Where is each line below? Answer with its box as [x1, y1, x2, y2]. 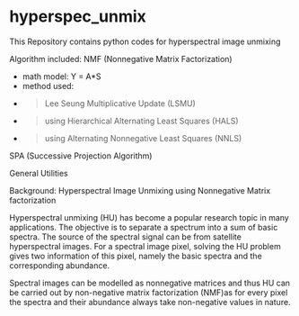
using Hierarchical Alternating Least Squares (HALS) [44, 115, 240, 126]
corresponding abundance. [9, 259, 110, 271]
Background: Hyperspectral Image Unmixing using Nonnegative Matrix [9, 185, 271, 195]
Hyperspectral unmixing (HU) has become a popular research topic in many [9, 212, 289, 222]
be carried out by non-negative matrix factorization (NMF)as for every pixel [9, 286, 288, 298]
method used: [22, 80, 75, 91]
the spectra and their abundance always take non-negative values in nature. [9, 296, 291, 307]
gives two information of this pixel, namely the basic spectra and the [9, 250, 262, 261]
